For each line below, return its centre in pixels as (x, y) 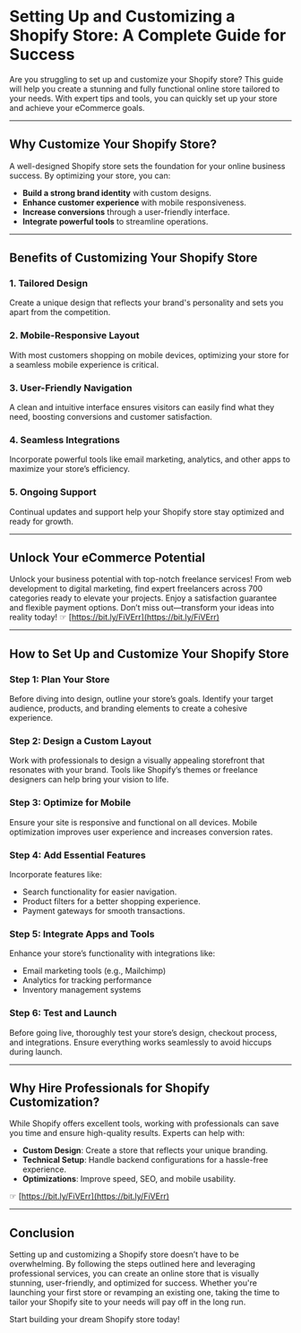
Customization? (55, 1102)
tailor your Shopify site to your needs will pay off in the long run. (128, 1302)
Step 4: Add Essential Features (77, 855)
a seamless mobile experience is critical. (84, 364)
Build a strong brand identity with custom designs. (117, 192)
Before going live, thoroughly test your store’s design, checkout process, (143, 1032)
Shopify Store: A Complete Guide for (148, 35)
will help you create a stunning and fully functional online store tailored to (145, 89)
